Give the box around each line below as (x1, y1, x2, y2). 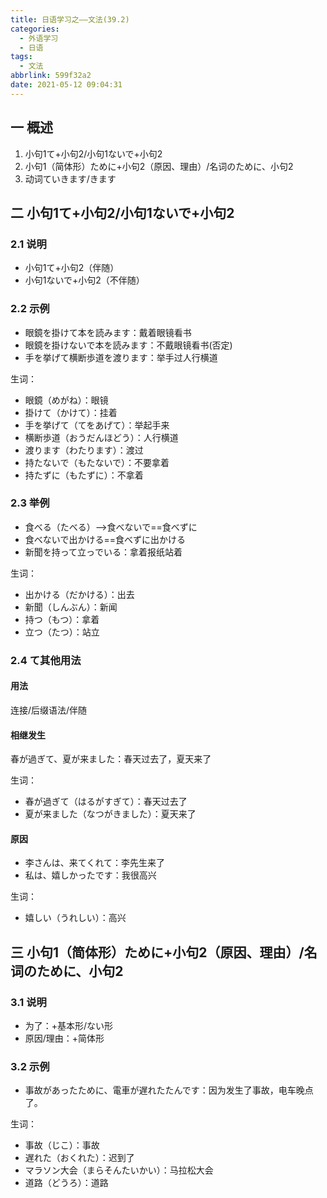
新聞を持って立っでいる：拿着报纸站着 (24, 546, 183, 558)
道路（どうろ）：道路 (24, 1177, 109, 1189)
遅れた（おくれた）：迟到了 (24, 1152, 135, 1164)
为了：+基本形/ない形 (24, 1020, 114, 1032)
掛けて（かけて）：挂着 (24, 406, 118, 418)
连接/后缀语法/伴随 (10, 704, 88, 716)
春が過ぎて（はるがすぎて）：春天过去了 (24, 796, 188, 808)
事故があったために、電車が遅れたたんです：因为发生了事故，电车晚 (24, 1084, 305, 1096)
